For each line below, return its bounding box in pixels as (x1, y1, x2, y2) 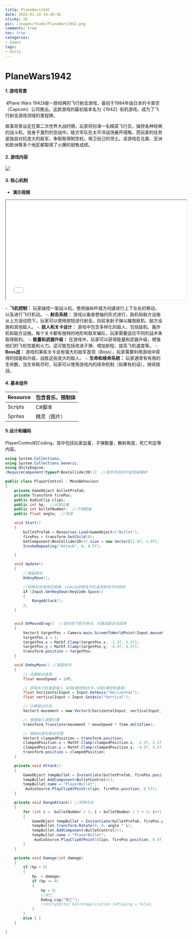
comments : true (5, 26, 37, 31)
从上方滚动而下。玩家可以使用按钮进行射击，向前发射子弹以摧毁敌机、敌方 (5, 318, 158, 324)
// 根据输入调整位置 (23, 717, 60, 722)
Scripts (7, 403, 24, 410)
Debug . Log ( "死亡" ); (40, 897, 80, 902)
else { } (23, 916, 41, 921)
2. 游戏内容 (5, 154, 28, 160)
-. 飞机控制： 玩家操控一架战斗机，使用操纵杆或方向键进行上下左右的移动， (5, 305, 160, 311)
